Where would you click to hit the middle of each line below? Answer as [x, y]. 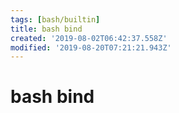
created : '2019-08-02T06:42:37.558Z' [89, 38]
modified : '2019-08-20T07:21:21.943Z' [91, 47]
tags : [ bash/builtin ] [55, 19]
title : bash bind [46, 29]
